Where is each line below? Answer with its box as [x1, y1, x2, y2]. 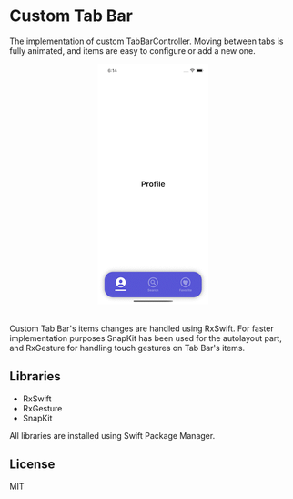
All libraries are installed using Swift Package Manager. [9, 430, 216, 441]
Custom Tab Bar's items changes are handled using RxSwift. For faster [9, 323, 275, 334]
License [9, 457, 56, 473]
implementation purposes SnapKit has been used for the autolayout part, [9, 332, 282, 343]
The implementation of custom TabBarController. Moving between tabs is [9, 36, 284, 47]
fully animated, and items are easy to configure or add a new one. [9, 45, 257, 56]
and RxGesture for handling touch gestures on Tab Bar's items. [9, 342, 246, 353]
